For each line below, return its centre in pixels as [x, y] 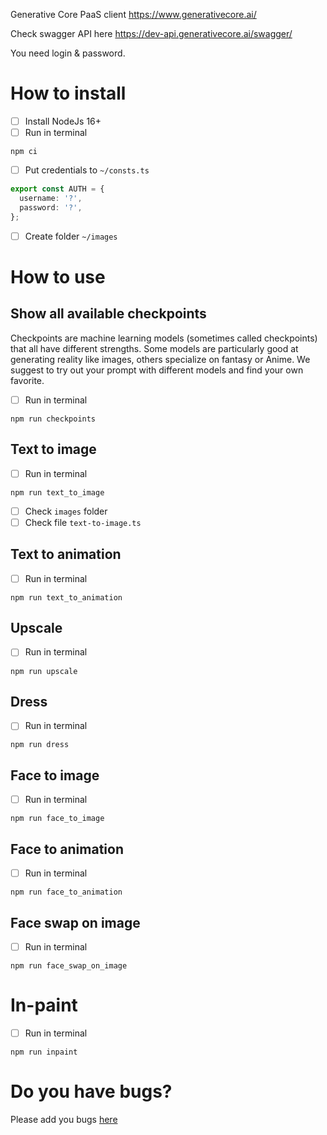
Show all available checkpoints [108, 314]
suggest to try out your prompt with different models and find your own [157, 370]
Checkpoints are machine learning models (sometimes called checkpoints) [164, 338]
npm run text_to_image [57, 492]
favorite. [27, 380]
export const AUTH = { [57, 189]
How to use [58, 276]
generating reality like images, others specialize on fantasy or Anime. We [160, 359]
